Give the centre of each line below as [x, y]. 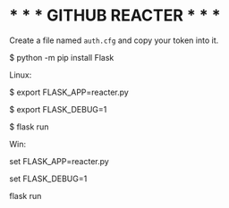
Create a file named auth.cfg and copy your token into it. [114, 40]
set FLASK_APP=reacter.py [59, 161]
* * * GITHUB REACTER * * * [115, 16]
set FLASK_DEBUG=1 [48, 179]
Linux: [21, 75]
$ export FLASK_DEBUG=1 [58, 109]
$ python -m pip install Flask [62, 57]
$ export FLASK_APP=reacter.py [69, 92]
